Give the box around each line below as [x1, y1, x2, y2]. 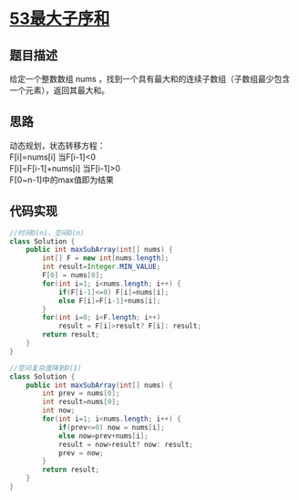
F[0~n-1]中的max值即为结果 [9, 174, 114, 185]
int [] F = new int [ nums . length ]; [42, 254, 170, 263]
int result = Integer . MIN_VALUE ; [42, 262, 161, 272]
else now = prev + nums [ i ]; [57, 431, 149, 441]
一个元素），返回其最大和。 [9, 85, 109, 96]
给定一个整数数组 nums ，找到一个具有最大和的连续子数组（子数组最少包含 [9, 74, 291, 84]
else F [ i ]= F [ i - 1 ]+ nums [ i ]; [57, 296, 161, 306]
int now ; [42, 406, 76, 415]
